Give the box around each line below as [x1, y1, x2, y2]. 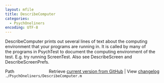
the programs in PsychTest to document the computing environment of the [5, 49, 156, 55]
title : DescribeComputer [5, 12, 56, 17]
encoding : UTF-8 [5, 25, 38, 30]
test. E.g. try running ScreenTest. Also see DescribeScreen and [5, 54, 132, 60]
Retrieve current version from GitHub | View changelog [48, 68, 160, 74]
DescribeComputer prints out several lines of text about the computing [5, 38, 148, 44]
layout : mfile [5, 7, 34, 12]
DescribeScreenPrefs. [5, 59, 50, 65]
